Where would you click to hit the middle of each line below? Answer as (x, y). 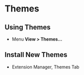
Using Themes (28, 27)
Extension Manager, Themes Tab (45, 67)
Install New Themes (36, 55)
